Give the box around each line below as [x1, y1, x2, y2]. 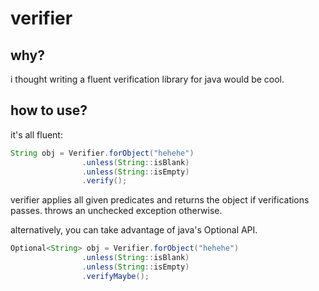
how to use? [10, 102, 88, 119]
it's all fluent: [10, 128, 63, 141]
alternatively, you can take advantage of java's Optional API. [10, 224, 258, 236]
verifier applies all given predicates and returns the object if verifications [10, 194, 310, 206]
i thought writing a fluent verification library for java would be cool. [10, 73, 285, 85]
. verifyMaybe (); [81, 271, 150, 281]
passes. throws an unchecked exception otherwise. [10, 205, 223, 217]
